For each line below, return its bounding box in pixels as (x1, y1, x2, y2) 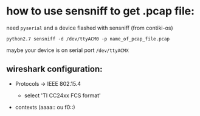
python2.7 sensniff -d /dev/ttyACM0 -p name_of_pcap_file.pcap (6, 36, 170, 42)
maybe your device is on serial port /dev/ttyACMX (6, 47, 129, 54)
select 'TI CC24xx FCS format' (24, 92, 102, 99)
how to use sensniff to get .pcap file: (6, 4, 195, 18)
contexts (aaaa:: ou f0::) (15, 103, 75, 111)
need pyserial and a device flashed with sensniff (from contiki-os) (6, 24, 173, 31)
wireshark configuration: (6, 64, 103, 74)
